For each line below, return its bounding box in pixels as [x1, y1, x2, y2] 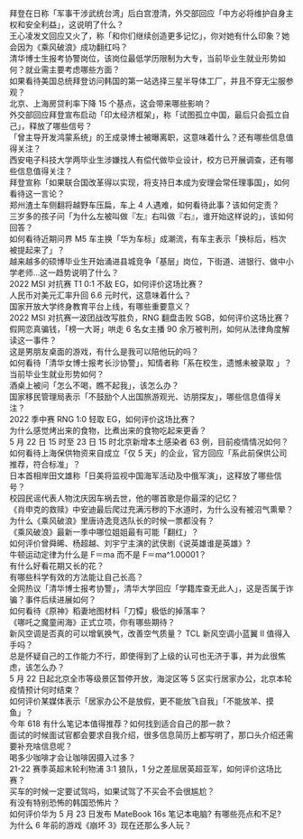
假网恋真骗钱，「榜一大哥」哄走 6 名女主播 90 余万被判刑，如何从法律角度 [9, 324, 282, 334]
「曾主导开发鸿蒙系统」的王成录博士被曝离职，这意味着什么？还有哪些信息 [9, 132, 286, 143]
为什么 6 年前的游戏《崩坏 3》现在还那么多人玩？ [9, 820, 192, 830]
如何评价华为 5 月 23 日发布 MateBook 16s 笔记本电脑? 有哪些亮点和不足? [9, 808, 281, 819]
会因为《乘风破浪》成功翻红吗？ [9, 41, 128, 52]
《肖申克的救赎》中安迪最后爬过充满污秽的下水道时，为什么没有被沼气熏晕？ [9, 504, 294, 514]
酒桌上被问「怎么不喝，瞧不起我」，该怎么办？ [9, 380, 179, 391]
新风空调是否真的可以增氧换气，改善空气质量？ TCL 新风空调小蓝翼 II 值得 [9, 628, 283, 639]
